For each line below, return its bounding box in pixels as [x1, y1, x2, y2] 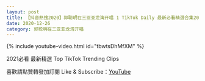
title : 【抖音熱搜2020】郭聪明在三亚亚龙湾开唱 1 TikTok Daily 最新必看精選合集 [6, 15, 194, 21]
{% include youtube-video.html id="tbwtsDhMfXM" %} [6, 43, 145, 50]
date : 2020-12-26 [6, 20, 51, 26]
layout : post [6, 9, 40, 15]
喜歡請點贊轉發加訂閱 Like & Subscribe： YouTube [6, 68, 131, 76]
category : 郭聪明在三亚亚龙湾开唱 [6, 26, 84, 32]
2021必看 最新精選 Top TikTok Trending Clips [6, 55, 120, 63]
